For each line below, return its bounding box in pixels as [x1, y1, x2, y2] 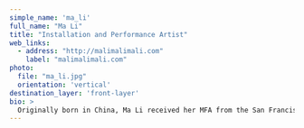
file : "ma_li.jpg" [17, 72, 88, 81]
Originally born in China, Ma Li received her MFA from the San [17, 105, 265, 114]
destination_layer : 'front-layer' [9, 88, 140, 97]
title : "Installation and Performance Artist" [9, 30, 188, 39]
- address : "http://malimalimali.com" [17, 47, 165, 56]
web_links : [9, 38, 51, 48]
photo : [9, 64, 34, 73]
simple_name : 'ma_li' [9, 13, 91, 23]
